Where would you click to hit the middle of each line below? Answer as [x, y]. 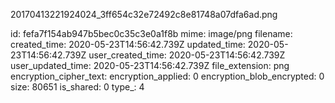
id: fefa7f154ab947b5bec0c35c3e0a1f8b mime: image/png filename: [151, 33]
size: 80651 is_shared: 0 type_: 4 [77, 87]
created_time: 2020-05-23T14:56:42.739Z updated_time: [128, 44]
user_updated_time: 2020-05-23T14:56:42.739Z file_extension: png [150, 65]
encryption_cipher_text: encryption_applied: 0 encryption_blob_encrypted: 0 [167, 76]
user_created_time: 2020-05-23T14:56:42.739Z [187, 55]
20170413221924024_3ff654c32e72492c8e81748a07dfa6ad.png [144, 14]
